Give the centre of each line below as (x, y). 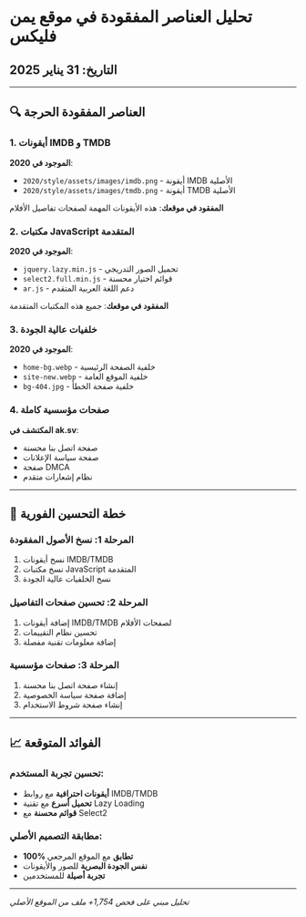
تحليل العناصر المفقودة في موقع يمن (131, 17)
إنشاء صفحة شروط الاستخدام (72, 705)
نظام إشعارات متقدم (57, 477)
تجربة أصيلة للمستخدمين (64, 875)
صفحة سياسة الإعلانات (61, 457)
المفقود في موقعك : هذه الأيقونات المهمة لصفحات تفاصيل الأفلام (117, 208)
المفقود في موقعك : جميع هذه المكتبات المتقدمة (89, 305)
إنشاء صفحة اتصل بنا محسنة (70, 685)
